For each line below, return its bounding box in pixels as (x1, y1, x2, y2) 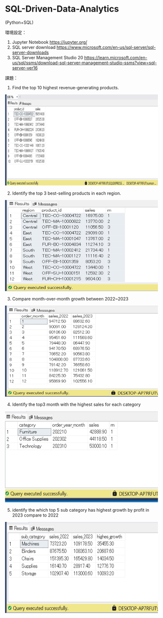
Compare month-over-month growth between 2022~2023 (12, 296, 129, 301)
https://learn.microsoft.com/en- (84, 54, 147, 60)
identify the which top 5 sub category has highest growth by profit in (12, 507, 149, 513)
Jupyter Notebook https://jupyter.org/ (12, 39, 87, 45)
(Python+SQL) (5, 19, 34, 25)
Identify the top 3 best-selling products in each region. (12, 190, 121, 196)
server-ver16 (12, 65, 38, 71)
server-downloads (12, 50, 49, 55)
